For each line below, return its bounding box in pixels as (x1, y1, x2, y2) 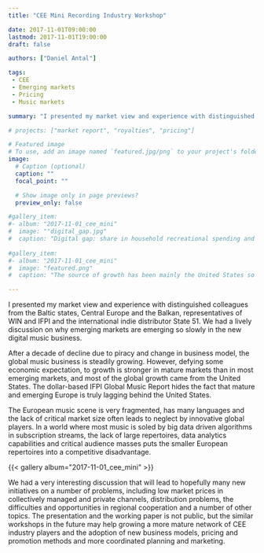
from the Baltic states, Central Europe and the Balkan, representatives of (8, 308, 243, 318)
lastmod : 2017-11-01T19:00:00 (8, 33, 108, 41)
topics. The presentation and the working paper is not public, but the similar (8, 511, 254, 521)
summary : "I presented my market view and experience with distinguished (8, 112, 255, 120)
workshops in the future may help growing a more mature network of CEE (8, 520, 247, 529)
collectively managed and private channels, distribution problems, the (8, 495, 234, 504)
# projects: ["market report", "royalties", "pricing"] (8, 127, 195, 135)
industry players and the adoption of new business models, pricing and (8, 528, 238, 537)
